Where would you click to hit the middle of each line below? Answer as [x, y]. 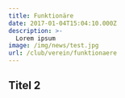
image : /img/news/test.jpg [54, 46]
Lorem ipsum [36, 38]
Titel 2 [25, 86]
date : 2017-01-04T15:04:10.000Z [62, 23]
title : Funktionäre [41, 16]
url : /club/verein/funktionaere [62, 53]
